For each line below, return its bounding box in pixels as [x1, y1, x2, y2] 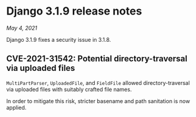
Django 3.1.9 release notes [6, 4, 143, 18]
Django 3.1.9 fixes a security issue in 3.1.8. [6, 36, 111, 43]
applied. [6, 104, 27, 111]
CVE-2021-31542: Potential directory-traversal [6, 53, 188, 64]
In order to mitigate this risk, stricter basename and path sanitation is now [6, 97, 190, 104]
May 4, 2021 [6, 24, 38, 32]
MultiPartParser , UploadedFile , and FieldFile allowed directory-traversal [6, 79, 190, 86]
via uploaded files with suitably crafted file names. [6, 85, 132, 93]
